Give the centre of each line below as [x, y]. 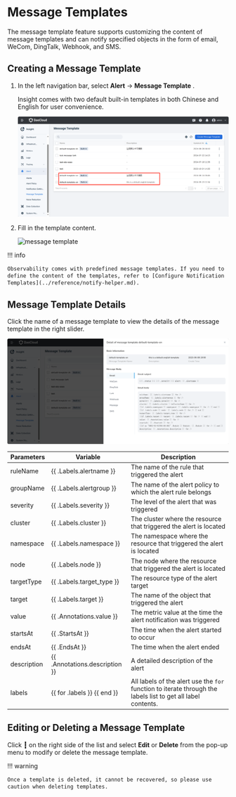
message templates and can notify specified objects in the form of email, [113, 39]
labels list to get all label [165, 697]
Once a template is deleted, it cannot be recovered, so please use [110, 779]
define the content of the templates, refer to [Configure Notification [116, 276]
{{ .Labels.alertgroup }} [84, 488]
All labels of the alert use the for [178, 681]
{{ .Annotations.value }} [84, 616]
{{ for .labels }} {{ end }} [84, 692]
